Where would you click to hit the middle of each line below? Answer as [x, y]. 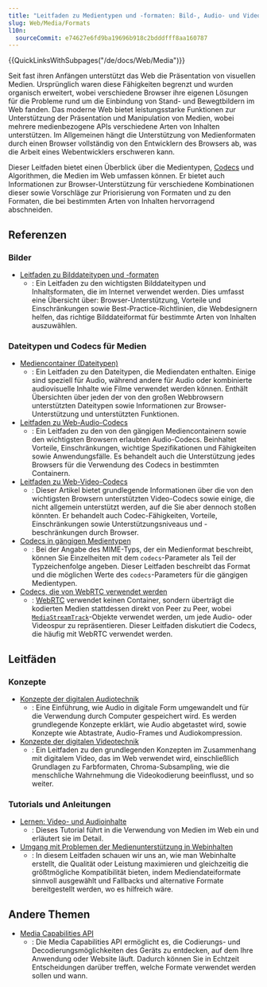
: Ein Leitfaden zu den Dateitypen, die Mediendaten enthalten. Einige [143, 372]
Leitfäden [33, 659]
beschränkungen [59, 533]
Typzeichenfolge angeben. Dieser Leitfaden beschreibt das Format [141, 567]
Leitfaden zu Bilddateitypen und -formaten [89, 275]
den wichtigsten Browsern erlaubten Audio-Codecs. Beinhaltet [134, 439]
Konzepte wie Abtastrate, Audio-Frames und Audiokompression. [137, 732]
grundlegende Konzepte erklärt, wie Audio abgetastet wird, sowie [139, 724]
